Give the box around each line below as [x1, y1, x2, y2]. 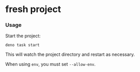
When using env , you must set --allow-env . [5, 61, 96, 67]
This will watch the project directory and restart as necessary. [5, 51, 135, 57]
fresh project [5, 4, 61, 15]
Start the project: [5, 33, 41, 39]
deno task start [5, 43, 40, 48]
